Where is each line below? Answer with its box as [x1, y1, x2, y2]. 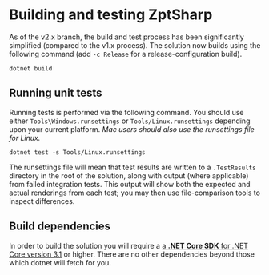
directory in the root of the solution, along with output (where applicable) [9, 170, 249, 181]
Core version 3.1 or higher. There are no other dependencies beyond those [9, 249, 255, 259]
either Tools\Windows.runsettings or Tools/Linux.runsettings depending [9, 116, 251, 126]
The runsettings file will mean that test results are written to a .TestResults [9, 162, 256, 172]
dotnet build [9, 64, 53, 73]
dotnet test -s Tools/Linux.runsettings [9, 148, 147, 157]
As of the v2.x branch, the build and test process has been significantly [9, 32, 245, 42]
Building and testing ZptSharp [9, 6, 213, 24]
